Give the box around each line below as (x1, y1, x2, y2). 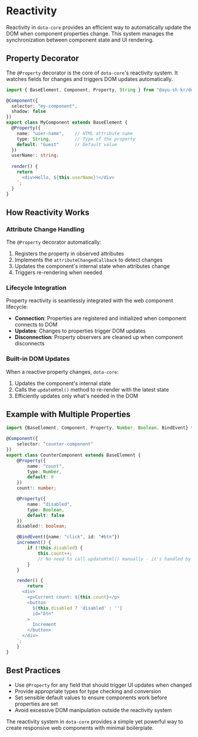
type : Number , (27, 468, 62, 474)
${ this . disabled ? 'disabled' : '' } (32, 605, 123, 611)
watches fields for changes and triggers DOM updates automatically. (6, 75, 173, 82)
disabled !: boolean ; (16, 523, 67, 529)
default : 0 (27, 474, 54, 480)
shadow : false (11, 108, 46, 115)
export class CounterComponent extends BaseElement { (6, 452, 141, 458)
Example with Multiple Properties (6, 409, 131, 419)
